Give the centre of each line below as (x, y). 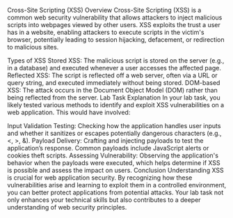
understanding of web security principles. (67, 207)
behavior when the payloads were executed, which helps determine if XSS (114, 163)
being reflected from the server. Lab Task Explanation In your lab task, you (114, 98)
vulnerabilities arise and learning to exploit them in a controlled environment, (117, 185)
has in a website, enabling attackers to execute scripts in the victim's (106, 32)
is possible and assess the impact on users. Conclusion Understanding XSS (115, 170)
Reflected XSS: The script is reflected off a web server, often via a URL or (112, 75)
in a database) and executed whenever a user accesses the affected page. (114, 68)
